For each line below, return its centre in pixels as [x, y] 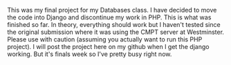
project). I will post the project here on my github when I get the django [108, 47]
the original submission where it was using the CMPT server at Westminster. [116, 32]
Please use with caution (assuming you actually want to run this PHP [105, 39]
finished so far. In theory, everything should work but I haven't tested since [114, 25]
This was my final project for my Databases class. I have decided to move [112, 10]
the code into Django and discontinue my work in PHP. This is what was [109, 17]
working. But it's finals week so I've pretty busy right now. [90, 54]
